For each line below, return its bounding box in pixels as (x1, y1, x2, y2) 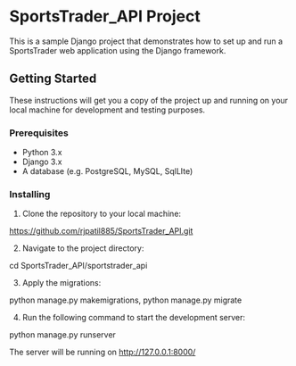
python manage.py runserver (9, 329, 116, 340)
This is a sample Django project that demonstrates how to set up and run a (9, 36, 284, 46)
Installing (9, 187, 51, 200)
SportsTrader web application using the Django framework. (9, 45, 226, 55)
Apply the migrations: (21, 278, 102, 288)
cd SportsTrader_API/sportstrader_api (9, 261, 148, 271)
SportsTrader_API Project (9, 6, 201, 27)
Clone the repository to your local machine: (21, 208, 181, 220)
